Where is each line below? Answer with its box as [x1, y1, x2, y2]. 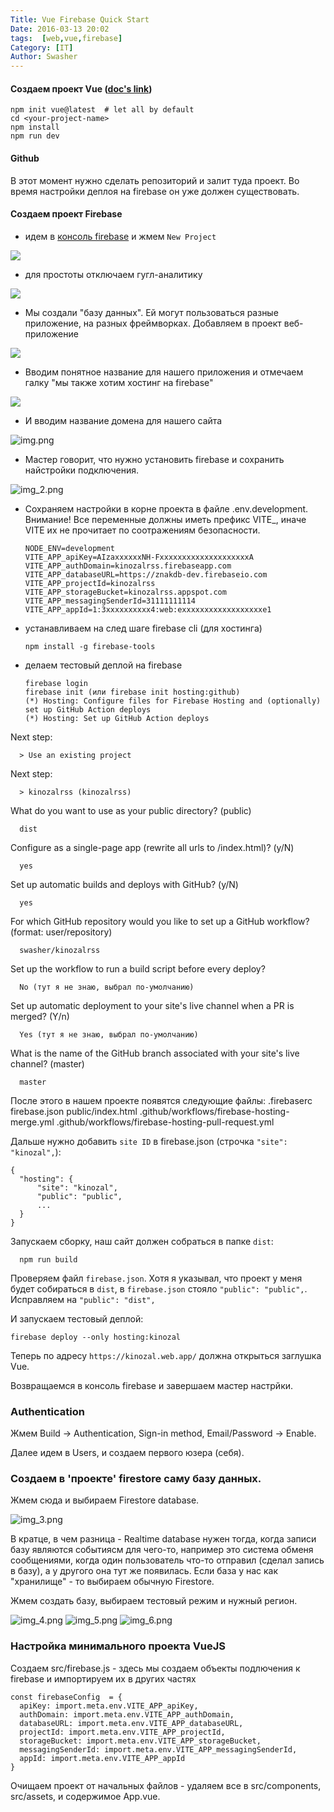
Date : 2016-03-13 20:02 [10, 24, 110, 34]
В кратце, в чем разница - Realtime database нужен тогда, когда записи [10, 1533, 317, 1545]
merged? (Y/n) [10, 1010, 70, 1022]
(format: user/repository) [10, 926, 113, 938]
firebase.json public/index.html [10, 1105, 138, 1117]
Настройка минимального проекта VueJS [10, 1639, 227, 1653]
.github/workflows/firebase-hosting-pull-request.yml [56, 1116, 275, 1128]
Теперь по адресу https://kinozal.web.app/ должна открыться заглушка [10, 1349, 322, 1361]
